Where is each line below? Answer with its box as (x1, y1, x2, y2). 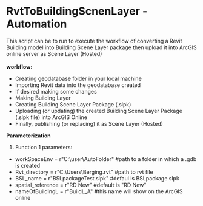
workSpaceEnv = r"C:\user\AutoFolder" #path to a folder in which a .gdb (15, 155, 197, 162)
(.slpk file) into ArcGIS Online (15, 114, 88, 121)
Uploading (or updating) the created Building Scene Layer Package (15, 107, 183, 114)
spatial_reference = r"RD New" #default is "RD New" (15, 181, 147, 188)
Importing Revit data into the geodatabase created (15, 81, 141, 89)
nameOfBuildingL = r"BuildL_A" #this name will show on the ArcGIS (15, 187, 183, 195)
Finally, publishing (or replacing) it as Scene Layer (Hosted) (15, 120, 164, 127)
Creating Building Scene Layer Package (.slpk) (15, 100, 131, 108)
